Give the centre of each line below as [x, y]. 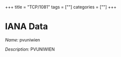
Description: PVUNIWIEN [30, 49]
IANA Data [26, 27]
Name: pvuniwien [23, 40]
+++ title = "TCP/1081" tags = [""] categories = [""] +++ [61, 7]
